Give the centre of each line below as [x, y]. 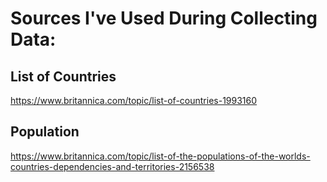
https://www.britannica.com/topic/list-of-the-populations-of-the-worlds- [160, 156]
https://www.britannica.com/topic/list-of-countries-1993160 [134, 100]
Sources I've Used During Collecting [164, 18]
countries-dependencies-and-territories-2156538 [112, 166]
